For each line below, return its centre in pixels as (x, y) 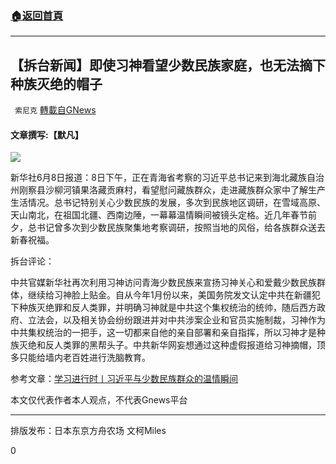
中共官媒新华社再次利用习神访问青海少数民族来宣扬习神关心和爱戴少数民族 (163, 283)
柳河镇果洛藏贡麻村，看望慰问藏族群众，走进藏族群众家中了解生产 (189, 190)
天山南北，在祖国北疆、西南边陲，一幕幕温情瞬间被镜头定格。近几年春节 (159, 215)
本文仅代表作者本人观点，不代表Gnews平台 (99, 400)
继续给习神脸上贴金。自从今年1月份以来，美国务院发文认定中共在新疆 (169, 295)
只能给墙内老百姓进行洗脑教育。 (84, 358)
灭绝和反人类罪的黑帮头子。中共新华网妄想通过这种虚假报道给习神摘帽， (167, 345)
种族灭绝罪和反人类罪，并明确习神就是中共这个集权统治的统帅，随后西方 (167, 308)
